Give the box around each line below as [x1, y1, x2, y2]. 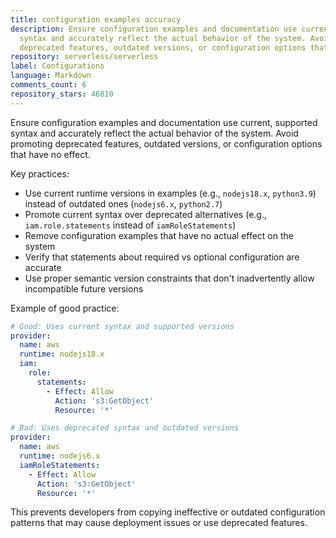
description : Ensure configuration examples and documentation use [10, 24, 298, 34]
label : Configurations [10, 61, 105, 71]
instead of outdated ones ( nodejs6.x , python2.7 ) [24, 197, 223, 210]
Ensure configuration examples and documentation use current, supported [10, 116, 318, 128]
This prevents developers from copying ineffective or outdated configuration [10, 506, 326, 518]
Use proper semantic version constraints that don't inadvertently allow [24, 272, 315, 284]
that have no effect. [10, 148, 91, 160]
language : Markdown [10, 71, 92, 81]
